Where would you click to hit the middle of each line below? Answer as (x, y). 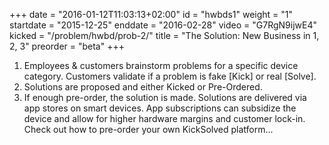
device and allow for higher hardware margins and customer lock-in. (164, 118)
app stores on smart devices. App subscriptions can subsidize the (160, 108)
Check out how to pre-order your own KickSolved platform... (148, 129)
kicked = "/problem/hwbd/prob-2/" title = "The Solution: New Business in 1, (164, 35)
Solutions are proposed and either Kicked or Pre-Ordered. (143, 87)
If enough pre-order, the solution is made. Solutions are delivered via (165, 97)
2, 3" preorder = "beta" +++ (67, 46)
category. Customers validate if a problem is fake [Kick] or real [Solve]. (170, 76)
